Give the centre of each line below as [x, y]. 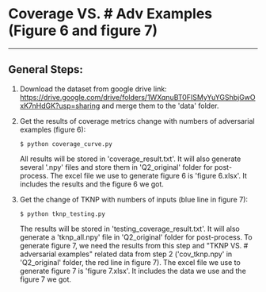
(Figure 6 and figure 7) [83, 31]
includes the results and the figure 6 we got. [92, 184]
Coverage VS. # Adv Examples [110, 14]
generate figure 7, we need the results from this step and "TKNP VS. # [134, 245]
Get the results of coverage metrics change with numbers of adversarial [137, 121]
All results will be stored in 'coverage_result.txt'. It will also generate [130, 159]
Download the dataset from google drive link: [93, 89]
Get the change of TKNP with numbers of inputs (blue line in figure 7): [133, 199]
